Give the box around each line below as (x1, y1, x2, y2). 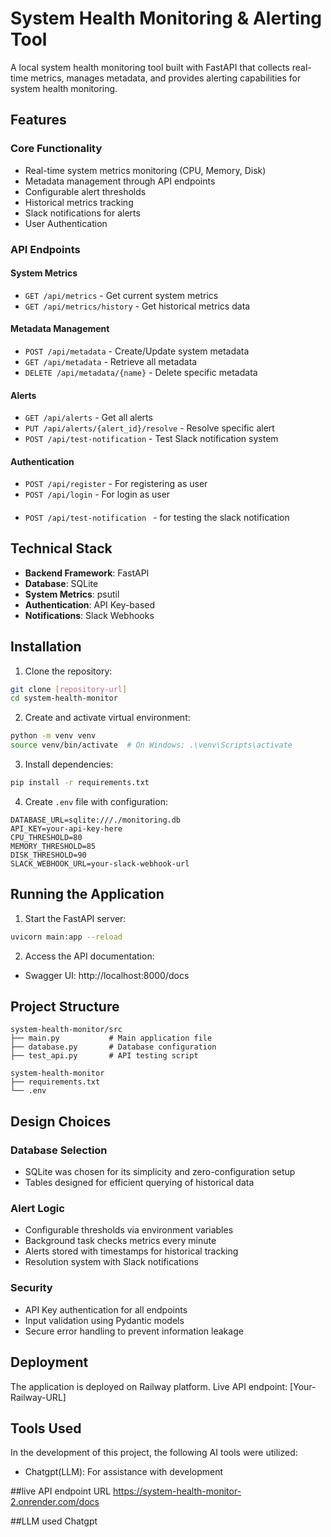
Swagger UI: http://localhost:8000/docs (24, 969, 190, 981)
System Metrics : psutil (24, 588, 120, 600)
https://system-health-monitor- (112, 1485, 242, 1497)
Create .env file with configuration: (24, 795, 168, 807)
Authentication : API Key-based (24, 598, 156, 611)
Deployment (10, 1354, 89, 1371)
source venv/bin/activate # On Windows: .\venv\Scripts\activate (10, 740, 293, 751)
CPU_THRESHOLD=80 (10, 832, 83, 842)
